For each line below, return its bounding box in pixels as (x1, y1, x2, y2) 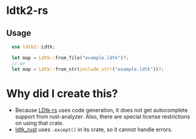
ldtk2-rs (6, 4, 49, 18)
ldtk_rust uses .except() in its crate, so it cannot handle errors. (15, 126, 173, 134)
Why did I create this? (6, 86, 118, 100)
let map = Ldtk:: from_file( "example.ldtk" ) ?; (12, 55, 129, 61)
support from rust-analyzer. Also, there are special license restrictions (15, 113, 191, 120)
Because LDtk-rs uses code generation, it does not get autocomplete (15, 107, 188, 114)
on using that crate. (15, 120, 64, 127)
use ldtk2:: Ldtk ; (12, 44, 56, 50)
